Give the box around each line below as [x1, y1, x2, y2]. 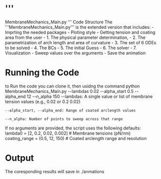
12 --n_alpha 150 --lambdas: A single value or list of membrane [26, 93, 153, 99]
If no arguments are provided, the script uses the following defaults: [5, 125, 141, 131]
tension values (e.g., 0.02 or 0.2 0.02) [5, 98, 81, 105]
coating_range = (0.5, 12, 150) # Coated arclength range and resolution [5, 135, 147, 141]
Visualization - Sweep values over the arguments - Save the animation [5, 50, 146, 56]
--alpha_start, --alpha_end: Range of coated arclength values [5, 108, 136, 113]
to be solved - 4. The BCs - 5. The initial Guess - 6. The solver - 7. [5, 45, 137, 51]
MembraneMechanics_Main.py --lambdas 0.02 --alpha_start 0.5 [5, 88, 134, 94]
